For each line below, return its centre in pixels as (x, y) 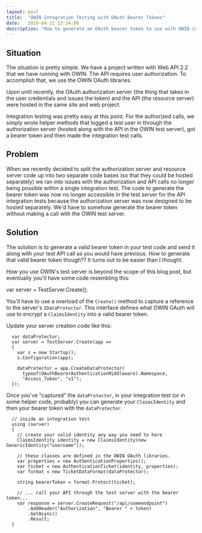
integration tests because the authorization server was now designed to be (99, 201)
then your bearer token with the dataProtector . (64, 408)
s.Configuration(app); (45, 358)
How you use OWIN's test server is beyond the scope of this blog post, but (99, 271)
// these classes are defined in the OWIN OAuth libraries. (94, 456)
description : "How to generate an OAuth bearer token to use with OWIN (98, 29)
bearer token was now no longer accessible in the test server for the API (96, 194)
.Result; (39, 519)
